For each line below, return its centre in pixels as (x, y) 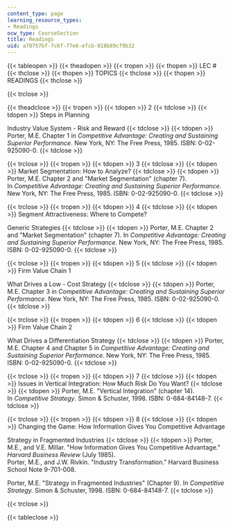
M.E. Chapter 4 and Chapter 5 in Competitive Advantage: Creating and (108, 348)
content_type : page (35, 14)
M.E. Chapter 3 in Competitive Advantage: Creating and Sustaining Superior (116, 291)
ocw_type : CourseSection (43, 33)
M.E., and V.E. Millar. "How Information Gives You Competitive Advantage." (114, 447)
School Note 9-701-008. (42, 469)
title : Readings (31, 40)
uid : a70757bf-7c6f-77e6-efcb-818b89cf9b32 (71, 46)
